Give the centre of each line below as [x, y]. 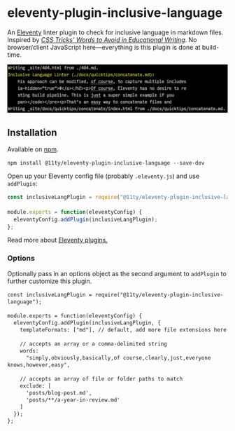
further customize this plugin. [50, 281]
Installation [32, 132]
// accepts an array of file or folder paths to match [101, 379]
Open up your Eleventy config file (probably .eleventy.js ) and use [104, 176]
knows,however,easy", [39, 365]
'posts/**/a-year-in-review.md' [73, 400]
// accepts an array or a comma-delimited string [94, 344]
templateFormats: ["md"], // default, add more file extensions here [123, 330]
